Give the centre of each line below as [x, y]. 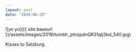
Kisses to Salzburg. [25, 44]
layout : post [19, 10]
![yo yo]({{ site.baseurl [29, 29]
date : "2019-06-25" [26, 15]
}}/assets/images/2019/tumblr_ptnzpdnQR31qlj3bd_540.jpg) [68, 34]
